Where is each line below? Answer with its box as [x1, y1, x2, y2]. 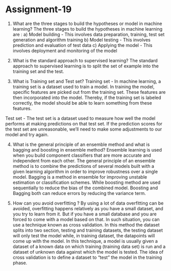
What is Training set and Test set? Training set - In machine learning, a [12, 78, 161, 84]
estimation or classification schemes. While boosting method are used [12, 179, 161, 185]
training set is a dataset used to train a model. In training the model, [12, 83, 155, 90]
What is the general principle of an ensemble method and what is [12, 141, 150, 147]
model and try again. [5, 131, 49, 137]
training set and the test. [12, 68, 64, 75]
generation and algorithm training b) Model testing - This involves [12, 37, 151, 43]
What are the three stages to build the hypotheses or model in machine [12, 20, 162, 27]
